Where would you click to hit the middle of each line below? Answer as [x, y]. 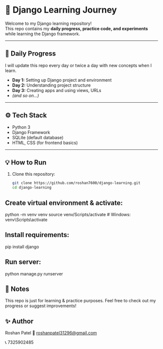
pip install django [22, 247]
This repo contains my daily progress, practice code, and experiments [76, 28]
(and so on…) [25, 95]
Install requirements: [37, 235]
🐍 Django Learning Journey [61, 10]
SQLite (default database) [38, 137]
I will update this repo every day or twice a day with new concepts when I [78, 65]
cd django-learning [32, 188]
